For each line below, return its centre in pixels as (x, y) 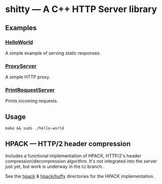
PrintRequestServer (30, 90)
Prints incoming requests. (32, 101)
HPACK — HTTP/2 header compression (68, 144)
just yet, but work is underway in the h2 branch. (54, 166)
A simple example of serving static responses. (53, 53)
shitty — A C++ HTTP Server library (81, 9)
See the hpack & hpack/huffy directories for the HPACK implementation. (80, 176)
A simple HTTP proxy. (28, 77)
